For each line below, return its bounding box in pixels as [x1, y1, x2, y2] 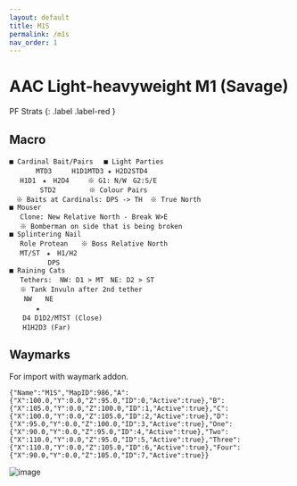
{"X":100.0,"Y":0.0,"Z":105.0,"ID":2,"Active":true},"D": [9, 412, 229, 421]
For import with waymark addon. [9, 371, 129, 381]
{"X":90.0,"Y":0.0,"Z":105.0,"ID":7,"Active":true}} [9, 450, 210, 460]
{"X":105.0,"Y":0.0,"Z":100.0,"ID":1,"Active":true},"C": [9, 404, 229, 413]
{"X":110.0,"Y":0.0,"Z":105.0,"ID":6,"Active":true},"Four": [9, 443, 242, 452]
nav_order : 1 [9, 38, 58, 47]
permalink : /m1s [9, 29, 70, 38]
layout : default [9, 13, 70, 22]
